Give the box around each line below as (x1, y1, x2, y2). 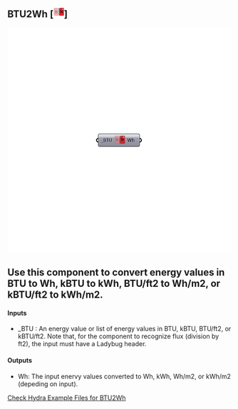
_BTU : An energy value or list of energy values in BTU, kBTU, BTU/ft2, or (17, 325, 232, 333)
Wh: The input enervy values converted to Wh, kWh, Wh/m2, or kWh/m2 (17, 372, 232, 380)
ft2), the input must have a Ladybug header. (17, 340, 147, 348)
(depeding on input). (17, 379, 78, 388)
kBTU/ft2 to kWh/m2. (7, 289, 103, 301)
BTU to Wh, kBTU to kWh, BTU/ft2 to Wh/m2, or (7, 278, 221, 290)
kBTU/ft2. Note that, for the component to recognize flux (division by (17, 332, 219, 340)
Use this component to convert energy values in (7, 266, 225, 278)
